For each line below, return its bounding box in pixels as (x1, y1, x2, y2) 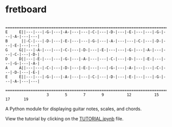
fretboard (5, 4, 47, 15)
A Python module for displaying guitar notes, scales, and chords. (5, 105, 142, 112)
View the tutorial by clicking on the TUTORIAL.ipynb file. (5, 115, 124, 121)
